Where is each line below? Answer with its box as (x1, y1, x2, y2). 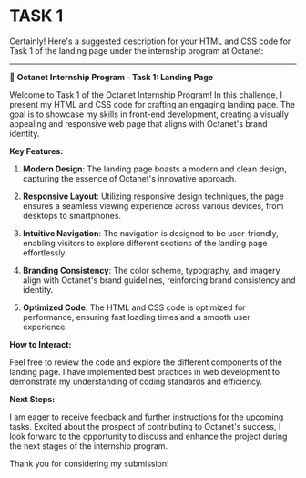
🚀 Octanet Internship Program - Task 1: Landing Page (9, 71, 214, 82)
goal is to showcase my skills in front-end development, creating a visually (9, 109, 289, 119)
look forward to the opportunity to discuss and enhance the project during (9, 431, 288, 442)
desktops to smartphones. (22, 210, 121, 221)
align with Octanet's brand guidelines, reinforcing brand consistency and (22, 275, 296, 286)
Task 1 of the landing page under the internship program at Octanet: (9, 45, 264, 56)
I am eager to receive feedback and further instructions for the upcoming (9, 411, 284, 422)
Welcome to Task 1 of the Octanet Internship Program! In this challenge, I (9, 88, 282, 100)
